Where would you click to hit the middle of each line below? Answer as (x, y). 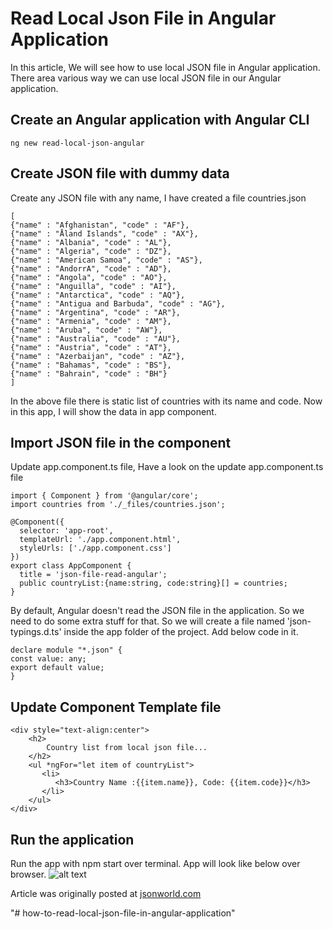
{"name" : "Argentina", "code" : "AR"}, (96, 312)
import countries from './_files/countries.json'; (118, 505)
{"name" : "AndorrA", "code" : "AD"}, (91, 268)
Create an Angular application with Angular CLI (160, 120)
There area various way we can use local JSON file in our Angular (146, 78)
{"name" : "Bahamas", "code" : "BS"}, (91, 365)
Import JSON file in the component (121, 442)
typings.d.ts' (36, 632)
